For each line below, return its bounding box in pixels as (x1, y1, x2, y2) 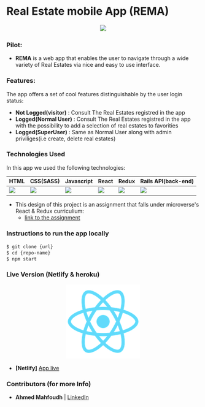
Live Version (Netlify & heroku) (6, 270, 100, 279)
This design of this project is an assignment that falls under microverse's (15, 201, 199, 208)
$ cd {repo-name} (6, 250, 51, 256)
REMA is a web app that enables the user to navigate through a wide (15, 55, 189, 62)
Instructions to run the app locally (6, 229, 109, 237)
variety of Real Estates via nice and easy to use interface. (15, 61, 161, 69)
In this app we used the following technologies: (6, 164, 126, 171)
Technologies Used (6, 150, 66, 159)
